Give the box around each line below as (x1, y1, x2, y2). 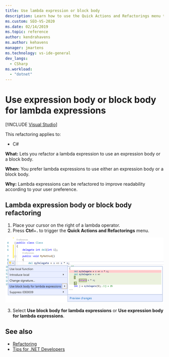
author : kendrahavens (5, 35, 51, 40)
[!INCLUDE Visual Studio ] (5, 121, 58, 128)
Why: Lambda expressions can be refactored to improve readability (5, 181, 145, 187)
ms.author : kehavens (5, 40, 49, 45)
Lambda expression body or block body (5, 201, 132, 209)
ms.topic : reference (5, 29, 49, 35)
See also (5, 327, 33, 336)
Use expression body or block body (5, 94, 156, 106)
